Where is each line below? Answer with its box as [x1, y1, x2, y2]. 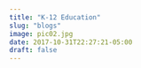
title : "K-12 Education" [9, 12, 101, 22]
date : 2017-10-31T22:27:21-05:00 [9, 37, 133, 47]
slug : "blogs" [9, 21, 62, 30]
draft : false [9, 46, 58, 55]
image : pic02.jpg [9, 29, 74, 38]
